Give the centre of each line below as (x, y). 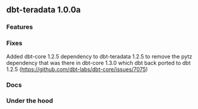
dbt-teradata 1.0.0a (44, 10)
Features (20, 27)
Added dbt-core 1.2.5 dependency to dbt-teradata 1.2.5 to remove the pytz (99, 56)
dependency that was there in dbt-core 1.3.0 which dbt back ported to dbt (98, 63)
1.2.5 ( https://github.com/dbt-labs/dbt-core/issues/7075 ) (77, 69)
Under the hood (30, 101)
